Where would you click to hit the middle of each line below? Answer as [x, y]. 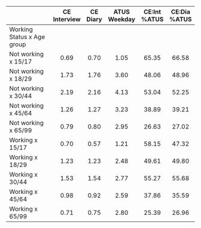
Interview [67, 19]
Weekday [122, 19]
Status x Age [27, 37]
